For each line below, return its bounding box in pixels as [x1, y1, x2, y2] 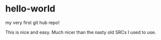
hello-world [5, 3, 56, 14]
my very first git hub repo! [5, 19, 60, 25]
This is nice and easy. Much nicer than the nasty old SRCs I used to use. [5, 29, 156, 35]
